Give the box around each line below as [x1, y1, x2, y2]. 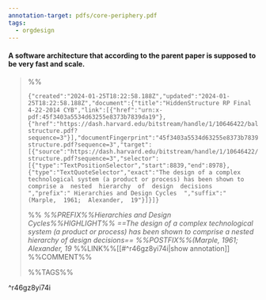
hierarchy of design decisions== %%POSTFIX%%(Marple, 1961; [27, 235, 239, 245]
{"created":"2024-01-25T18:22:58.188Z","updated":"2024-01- [27, 92, 230, 100]
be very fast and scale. [8, 59, 85, 68]
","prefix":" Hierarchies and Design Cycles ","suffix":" [27, 189, 227, 197]
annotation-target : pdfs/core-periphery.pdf [8, 11, 158, 20]
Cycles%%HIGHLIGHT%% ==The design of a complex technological [27, 218, 253, 228]
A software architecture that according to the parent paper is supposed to [8, 51, 256, 60]
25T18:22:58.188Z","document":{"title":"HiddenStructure [27, 99, 220, 107]
